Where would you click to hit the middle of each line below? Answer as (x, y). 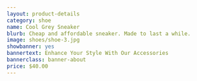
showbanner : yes (30, 46)
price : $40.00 (28, 66)
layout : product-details (43, 14)
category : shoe (29, 20)
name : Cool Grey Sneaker (43, 27)
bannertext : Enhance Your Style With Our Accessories (88, 54)
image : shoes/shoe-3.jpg (43, 40)
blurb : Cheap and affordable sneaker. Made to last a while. (99, 33)
